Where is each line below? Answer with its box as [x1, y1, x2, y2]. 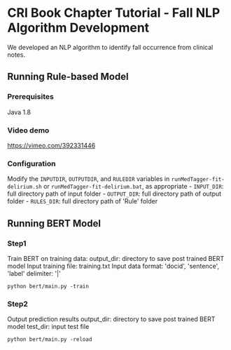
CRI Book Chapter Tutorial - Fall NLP [7, 5, 220, 21]
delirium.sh [7, 184, 42, 191]
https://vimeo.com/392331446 [7, 141, 96, 149]
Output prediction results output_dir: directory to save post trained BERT [7, 315, 216, 323]
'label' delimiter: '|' [7, 269, 61, 278]
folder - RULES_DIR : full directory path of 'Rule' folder [7, 197, 158, 206]
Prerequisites [7, 92, 54, 102]
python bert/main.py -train [7, 283, 90, 290]
